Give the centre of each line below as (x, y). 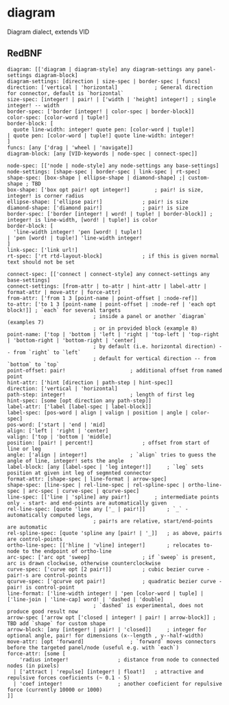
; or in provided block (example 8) (145, 328)
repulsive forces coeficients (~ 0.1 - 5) (69, 677)
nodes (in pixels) (33, 666)
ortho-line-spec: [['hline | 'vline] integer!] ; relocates (104, 545)
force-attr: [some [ (37, 653)
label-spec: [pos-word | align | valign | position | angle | (98, 412)
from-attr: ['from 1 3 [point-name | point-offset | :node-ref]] (102, 298)
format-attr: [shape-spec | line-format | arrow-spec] (87, 479)
